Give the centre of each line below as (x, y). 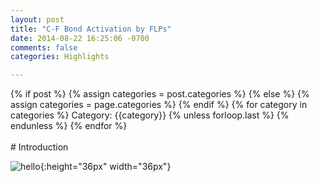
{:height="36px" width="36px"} (105, 167)
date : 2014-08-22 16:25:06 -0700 (80, 38)
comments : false (44, 47)
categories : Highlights (60, 57)
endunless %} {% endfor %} (69, 126)
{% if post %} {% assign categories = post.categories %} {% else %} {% (160, 94)
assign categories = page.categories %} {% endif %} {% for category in (159, 105)
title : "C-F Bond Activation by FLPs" (91, 29)
